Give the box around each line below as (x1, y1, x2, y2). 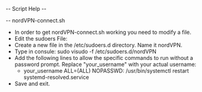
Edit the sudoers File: (14, 35, 68, 42)
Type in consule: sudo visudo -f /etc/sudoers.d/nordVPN (14, 48, 157, 55)
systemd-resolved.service (23, 74, 89, 80)
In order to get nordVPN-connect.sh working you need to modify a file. (14, 28, 192, 36)
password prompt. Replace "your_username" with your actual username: (14, 61, 197, 68)
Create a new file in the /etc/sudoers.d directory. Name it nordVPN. (14, 42, 183, 48)
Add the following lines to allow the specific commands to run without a (14, 54, 194, 61)
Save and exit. (14, 80, 50, 87)
